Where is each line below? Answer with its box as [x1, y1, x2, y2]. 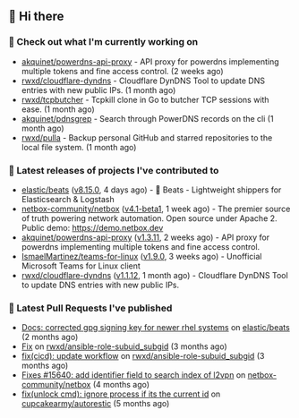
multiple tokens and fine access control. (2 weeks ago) [21, 65, 225, 76]
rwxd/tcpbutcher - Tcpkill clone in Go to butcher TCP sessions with [21, 94, 269, 105]
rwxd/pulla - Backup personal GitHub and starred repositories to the [21, 132, 273, 143]
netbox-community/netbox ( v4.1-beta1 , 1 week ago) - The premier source [21, 203, 291, 214]
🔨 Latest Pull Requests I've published [8, 302, 173, 314]
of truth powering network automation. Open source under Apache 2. [21, 212, 278, 224]
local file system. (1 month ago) [21, 141, 137, 152]
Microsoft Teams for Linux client [21, 260, 141, 271]
